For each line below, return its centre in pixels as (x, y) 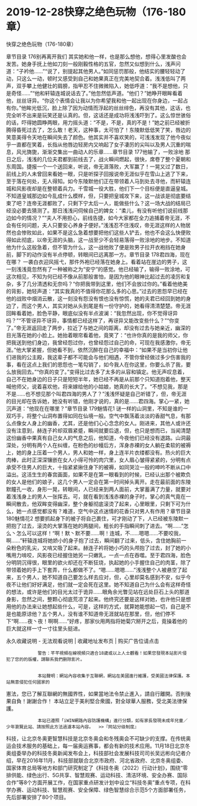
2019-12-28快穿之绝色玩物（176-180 (96, 12)
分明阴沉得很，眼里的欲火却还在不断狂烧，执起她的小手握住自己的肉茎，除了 (98, 562)
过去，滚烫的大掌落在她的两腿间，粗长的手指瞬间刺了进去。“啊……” (102, 526)
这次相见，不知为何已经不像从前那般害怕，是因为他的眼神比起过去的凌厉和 (96, 276)
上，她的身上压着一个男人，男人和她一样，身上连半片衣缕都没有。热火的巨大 (98, 452)
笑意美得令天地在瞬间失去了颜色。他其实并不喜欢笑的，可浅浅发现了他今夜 (96, 137)
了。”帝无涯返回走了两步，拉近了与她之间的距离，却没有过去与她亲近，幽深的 (98, 328)
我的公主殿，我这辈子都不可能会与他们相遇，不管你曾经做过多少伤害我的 (103, 357)
